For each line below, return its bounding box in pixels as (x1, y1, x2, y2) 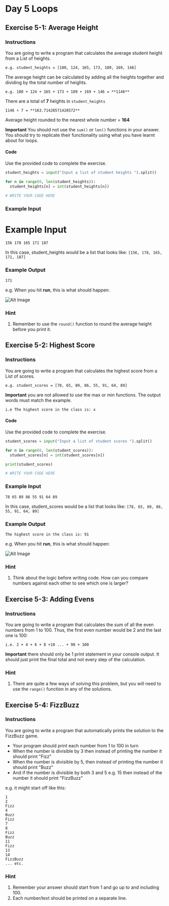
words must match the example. (5, 397, 72, 403)
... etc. (5, 861, 24, 866)
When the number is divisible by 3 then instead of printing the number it (12, 748, 162, 754)
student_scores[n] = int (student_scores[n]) (10, 452, 105, 458)
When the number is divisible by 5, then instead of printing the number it (12, 758, 163, 765)
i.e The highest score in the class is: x (5, 407, 96, 412)
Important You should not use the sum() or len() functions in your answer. (5, 126, 160, 132)
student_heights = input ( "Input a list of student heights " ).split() (5, 170, 157, 175)
